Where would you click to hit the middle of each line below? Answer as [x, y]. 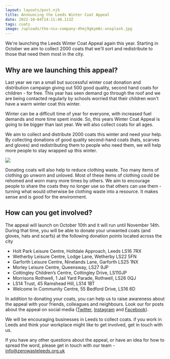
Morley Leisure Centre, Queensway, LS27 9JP [60, 267]
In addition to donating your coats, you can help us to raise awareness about [85, 299]
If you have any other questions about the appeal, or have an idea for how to [85, 340]
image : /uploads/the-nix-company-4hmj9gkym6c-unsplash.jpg [69, 29]
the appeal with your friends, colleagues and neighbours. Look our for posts [84, 304]
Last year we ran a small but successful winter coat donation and [73, 82]
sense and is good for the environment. [46, 197]
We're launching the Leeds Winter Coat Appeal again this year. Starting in [82, 43]
